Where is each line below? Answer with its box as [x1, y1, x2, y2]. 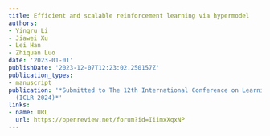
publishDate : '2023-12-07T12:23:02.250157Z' [8, 64, 160, 72]
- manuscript [8, 78, 52, 86]
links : [8, 101, 31, 109]
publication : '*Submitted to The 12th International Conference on [8, 86, 239, 94]
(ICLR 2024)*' [15, 94, 63, 102]
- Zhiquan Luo [8, 49, 56, 57]
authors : [8, 19, 38, 27]
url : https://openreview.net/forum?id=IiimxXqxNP [15, 116, 185, 124]
